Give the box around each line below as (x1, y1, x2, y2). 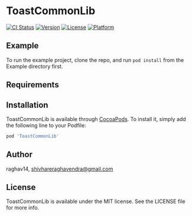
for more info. (6, 204, 40, 211)
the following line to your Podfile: (6, 122, 87, 129)
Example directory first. (6, 63, 63, 70)
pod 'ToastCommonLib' (6, 133, 60, 139)
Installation (6, 100, 48, 110)
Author (6, 149, 32, 160)
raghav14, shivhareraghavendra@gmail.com (6, 165, 113, 172)
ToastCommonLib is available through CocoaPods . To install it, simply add (6, 115, 186, 122)
